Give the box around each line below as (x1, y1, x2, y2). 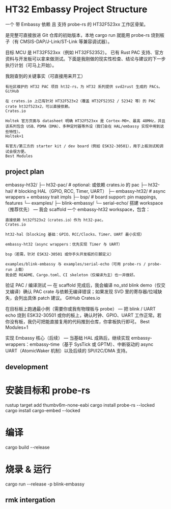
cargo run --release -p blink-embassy (5, 481, 85, 487)
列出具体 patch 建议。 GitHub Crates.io (18, 295, 100, 301)
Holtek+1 (5, 134, 24, 139)
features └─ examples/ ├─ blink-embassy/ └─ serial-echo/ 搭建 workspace (5, 200, 163, 206)
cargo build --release (5, 444, 50, 451)
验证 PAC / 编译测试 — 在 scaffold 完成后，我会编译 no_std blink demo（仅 (5, 282, 161, 288)
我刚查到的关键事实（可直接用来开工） (5, 73, 85, 79)
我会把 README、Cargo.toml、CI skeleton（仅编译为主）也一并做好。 (5, 272, 137, 277)
